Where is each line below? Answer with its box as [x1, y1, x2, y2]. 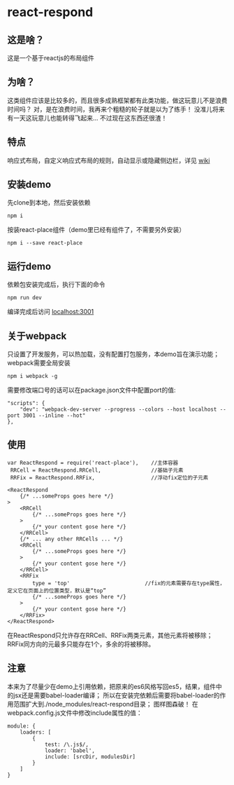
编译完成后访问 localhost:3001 [7, 308, 94, 316]
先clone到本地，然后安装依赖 [7, 198, 91, 207]
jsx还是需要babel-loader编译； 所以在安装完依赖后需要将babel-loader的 [13, 691, 220, 699]
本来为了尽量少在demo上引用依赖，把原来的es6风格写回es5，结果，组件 [7, 682, 217, 690]
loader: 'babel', [44, 747, 96, 754]
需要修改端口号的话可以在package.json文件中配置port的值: [7, 386, 176, 395]
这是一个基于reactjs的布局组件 [7, 54, 94, 62]
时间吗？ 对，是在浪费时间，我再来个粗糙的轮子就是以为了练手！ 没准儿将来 [7, 104, 225, 113]
